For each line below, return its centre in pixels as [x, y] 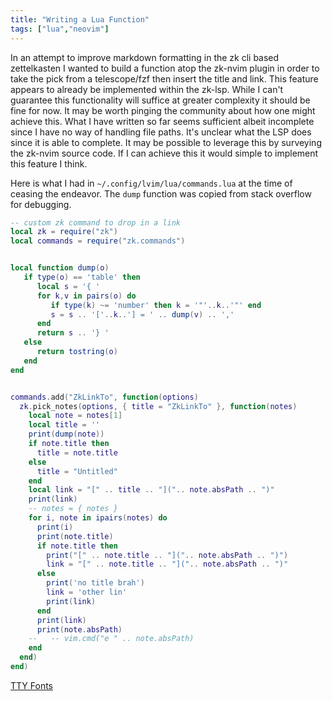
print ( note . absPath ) [79, 629]
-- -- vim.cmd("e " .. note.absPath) [111, 639]
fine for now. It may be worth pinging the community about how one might [163, 110]
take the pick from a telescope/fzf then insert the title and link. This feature [164, 78]
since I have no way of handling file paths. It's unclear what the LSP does [161, 132]
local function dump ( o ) [60, 268]
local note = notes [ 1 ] [75, 416]
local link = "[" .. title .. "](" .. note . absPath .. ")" [151, 490]
